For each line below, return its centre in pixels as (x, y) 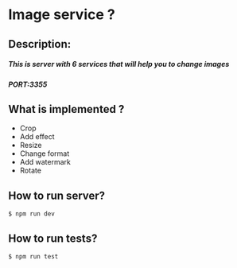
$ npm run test (33, 256)
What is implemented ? (66, 109)
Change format (45, 153)
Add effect (37, 137)
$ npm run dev (32, 214)
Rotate (31, 171)
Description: (40, 44)
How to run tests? (53, 238)
